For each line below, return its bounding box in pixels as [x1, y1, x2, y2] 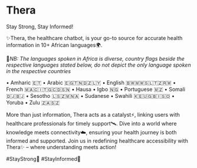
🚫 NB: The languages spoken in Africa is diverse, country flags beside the [6, 55, 185, 62]
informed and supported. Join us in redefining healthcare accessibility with [6, 137, 189, 144]
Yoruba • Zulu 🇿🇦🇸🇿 [6, 98, 60, 106]
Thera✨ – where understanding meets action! [6, 143, 117, 150]
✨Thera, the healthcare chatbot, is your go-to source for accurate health [6, 34, 183, 41]
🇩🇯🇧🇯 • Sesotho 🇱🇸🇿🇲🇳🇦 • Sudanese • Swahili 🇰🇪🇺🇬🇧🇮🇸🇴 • [6, 92, 175, 99]
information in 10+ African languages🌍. [6, 41, 103, 48]
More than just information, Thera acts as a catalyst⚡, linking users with [6, 111, 180, 118]
